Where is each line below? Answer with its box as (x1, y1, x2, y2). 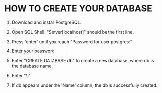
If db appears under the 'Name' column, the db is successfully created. (11, 82, 158, 88)
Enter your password (11, 48, 55, 54)
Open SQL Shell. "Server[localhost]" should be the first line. (11, 29, 134, 35)
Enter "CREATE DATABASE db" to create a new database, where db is (11, 57, 154, 63)
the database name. (11, 63, 53, 69)
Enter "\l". (11, 72, 32, 78)
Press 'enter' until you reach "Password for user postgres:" (11, 38, 132, 45)
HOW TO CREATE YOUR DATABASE (4, 3, 152, 14)
